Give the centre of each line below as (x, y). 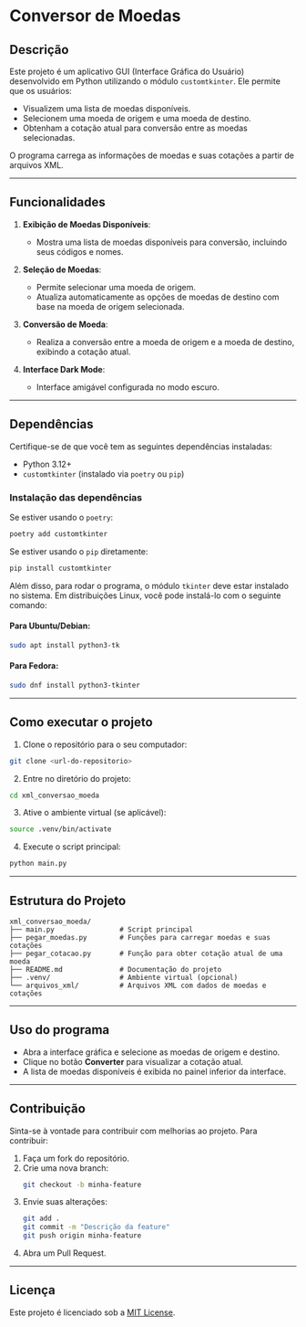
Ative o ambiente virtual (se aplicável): (94, 813)
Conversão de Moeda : (65, 324)
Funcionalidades (58, 202)
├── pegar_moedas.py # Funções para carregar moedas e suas (140, 937)
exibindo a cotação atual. (83, 352)
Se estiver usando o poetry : (61, 517)
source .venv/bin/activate (61, 829)
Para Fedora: (34, 666)
